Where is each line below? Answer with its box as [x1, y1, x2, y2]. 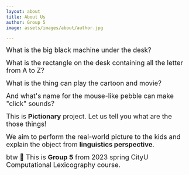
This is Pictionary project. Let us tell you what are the [6, 112, 173, 121]
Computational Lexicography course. [6, 161, 121, 169]
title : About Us [6, 14, 46, 20]
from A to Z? [6, 66, 45, 75]
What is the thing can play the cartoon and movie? [6, 79, 162, 87]
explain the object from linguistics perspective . [6, 141, 155, 149]
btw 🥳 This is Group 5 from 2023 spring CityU [6, 153, 149, 162]
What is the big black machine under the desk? [6, 46, 152, 54]
